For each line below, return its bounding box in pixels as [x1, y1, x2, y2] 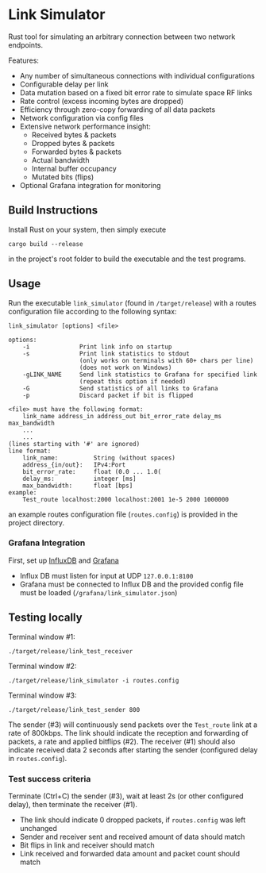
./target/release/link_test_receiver [8, 647, 133, 656]
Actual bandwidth [31, 155, 90, 164]
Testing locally [8, 611, 83, 625]
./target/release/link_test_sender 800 [8, 706, 141, 713]
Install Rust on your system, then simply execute [8, 225, 167, 234]
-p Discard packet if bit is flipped [22, 391, 194, 399]
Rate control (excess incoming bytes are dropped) [19, 96, 184, 106]
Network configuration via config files [19, 113, 145, 122]
